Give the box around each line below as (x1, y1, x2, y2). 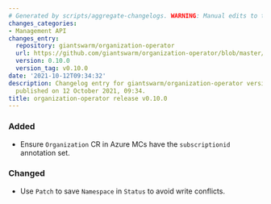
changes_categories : (8, 19, 78, 27)
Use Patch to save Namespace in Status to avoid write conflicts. (19, 186, 226, 196)
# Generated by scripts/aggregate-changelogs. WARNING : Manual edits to (8, 11, 258, 20)
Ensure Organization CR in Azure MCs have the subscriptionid (19, 139, 231, 149)
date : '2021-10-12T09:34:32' (8, 72, 106, 80)
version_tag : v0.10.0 (15, 65, 89, 73)
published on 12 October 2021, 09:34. (15, 86, 147, 95)
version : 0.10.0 (15, 57, 70, 65)
